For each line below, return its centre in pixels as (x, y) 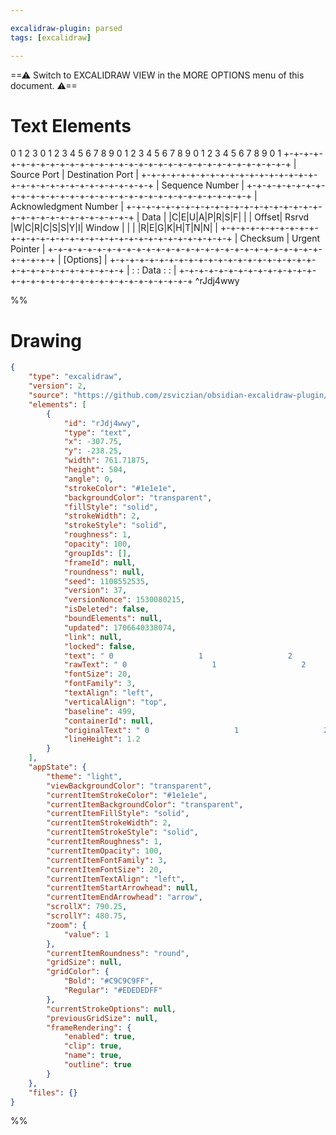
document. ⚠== (44, 85)
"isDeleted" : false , (106, 609)
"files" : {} (53, 1092)
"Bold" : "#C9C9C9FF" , (109, 981)
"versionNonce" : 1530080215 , (124, 600)
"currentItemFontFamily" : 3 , (107, 860)
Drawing (46, 340)
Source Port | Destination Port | (74, 175)
